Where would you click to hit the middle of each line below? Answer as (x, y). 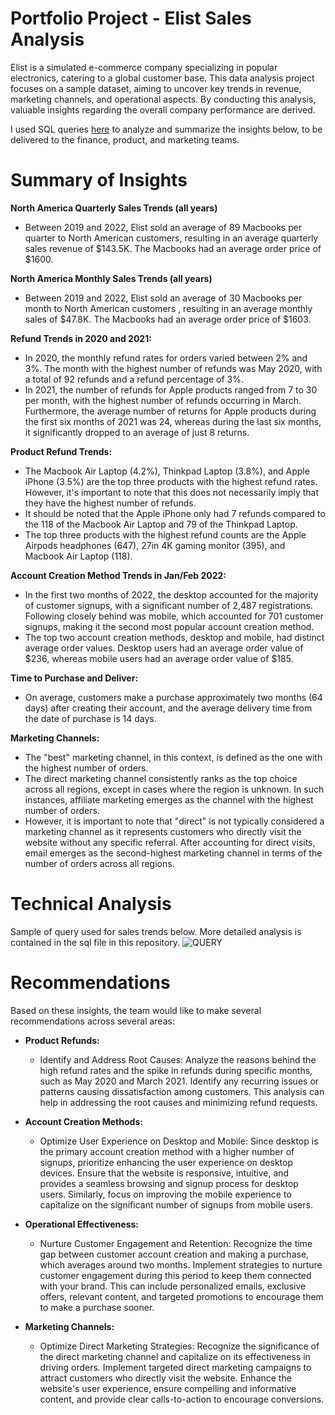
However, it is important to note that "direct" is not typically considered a (174, 821)
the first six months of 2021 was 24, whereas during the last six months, (173, 421)
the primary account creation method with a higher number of (167, 1151)
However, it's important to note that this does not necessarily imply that (171, 492)
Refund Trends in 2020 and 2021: (81, 338)
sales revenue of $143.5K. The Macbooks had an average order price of (173, 248)
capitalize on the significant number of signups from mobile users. (176, 1204)
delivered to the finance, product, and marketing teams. (125, 139)
